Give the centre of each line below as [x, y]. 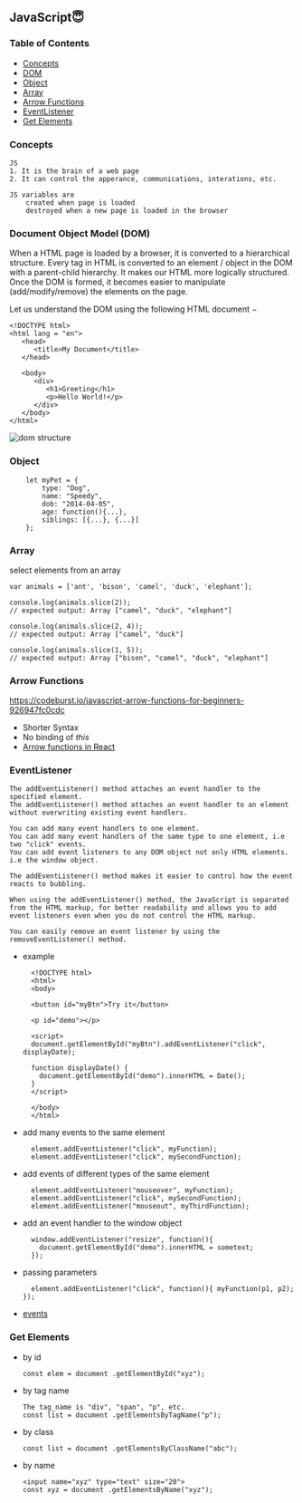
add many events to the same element [94, 1132]
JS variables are [42, 195]
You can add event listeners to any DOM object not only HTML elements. [149, 853]
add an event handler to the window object [102, 1223]
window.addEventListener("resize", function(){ [123, 1240]
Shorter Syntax [51, 727]
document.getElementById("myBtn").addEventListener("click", [149, 1045]
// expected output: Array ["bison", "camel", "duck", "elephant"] [139, 658]
